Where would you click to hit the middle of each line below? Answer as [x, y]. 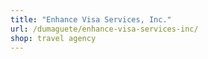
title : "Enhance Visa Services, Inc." [91, 19]
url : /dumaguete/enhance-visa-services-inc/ [104, 29]
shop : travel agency [53, 38]
